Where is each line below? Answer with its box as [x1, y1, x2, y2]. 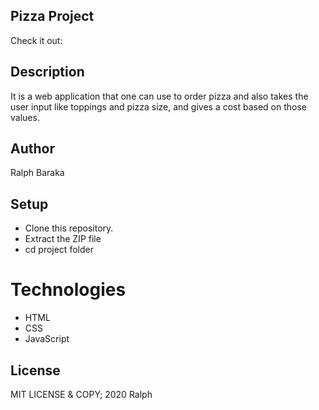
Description [10, 64, 85, 81]
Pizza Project [10, 8, 95, 25]
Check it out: [10, 34, 63, 46]
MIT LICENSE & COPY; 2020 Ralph [10, 389, 153, 400]
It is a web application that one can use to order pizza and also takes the [10, 90, 309, 102]
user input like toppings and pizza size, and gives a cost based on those [10, 100, 308, 113]
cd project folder [24, 244, 94, 256]
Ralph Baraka [10, 167, 65, 179]
